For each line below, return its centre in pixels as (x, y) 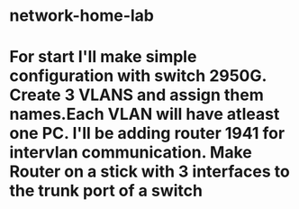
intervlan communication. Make (131, 153)
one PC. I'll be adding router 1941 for (147, 134)
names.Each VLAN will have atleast (145, 114)
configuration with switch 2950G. (138, 76)
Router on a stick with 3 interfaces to (149, 172)
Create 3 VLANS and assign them (136, 95)
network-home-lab (82, 16)
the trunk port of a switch (106, 191)
